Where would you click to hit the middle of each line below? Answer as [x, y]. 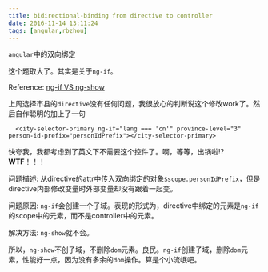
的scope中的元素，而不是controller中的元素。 [83, 216]
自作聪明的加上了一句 [50, 114]
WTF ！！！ [27, 162]
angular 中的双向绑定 [42, 54]
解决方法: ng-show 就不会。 [51, 233]
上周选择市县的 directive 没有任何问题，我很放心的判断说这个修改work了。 [131, 104]
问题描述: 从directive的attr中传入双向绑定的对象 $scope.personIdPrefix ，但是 [134, 179]
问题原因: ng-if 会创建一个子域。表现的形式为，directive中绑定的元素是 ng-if [134, 206]
